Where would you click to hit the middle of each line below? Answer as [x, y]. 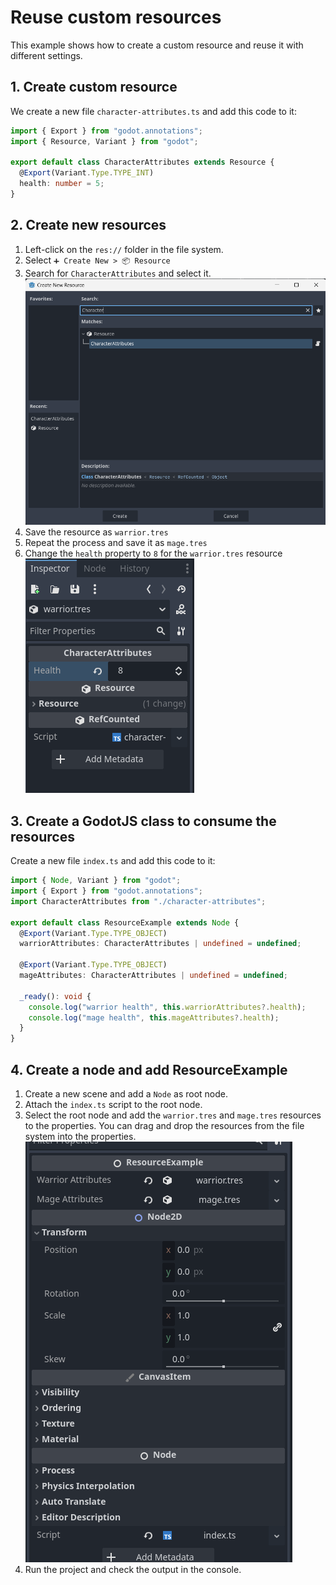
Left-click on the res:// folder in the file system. [124, 249]
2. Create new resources [88, 225]
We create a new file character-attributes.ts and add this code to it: [153, 111]
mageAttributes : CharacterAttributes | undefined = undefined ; [153, 976]
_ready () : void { [55, 996]
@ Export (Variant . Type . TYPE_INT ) [87, 173]
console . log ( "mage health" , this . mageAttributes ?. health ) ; [154, 1017]
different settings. [46, 55]
